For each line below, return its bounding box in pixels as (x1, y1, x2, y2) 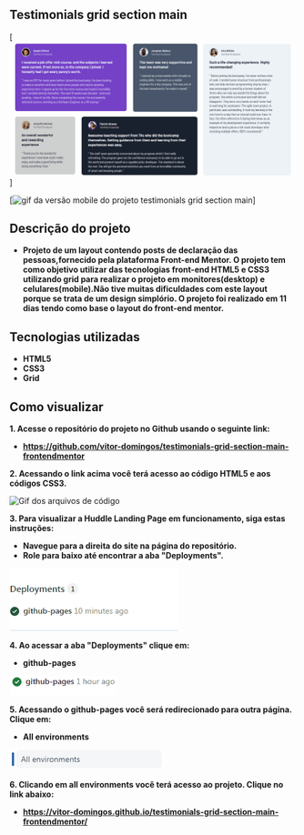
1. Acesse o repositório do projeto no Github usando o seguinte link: (9, 423, 270, 434)
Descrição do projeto (9, 220, 131, 236)
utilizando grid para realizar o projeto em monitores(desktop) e (22, 274, 266, 285)
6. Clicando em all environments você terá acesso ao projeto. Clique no (9, 780, 284, 790)
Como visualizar (9, 399, 104, 415)
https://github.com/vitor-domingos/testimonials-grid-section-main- (22, 441, 289, 451)
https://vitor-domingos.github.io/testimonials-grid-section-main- (22, 807, 279, 817)
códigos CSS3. (9, 478, 67, 488)
